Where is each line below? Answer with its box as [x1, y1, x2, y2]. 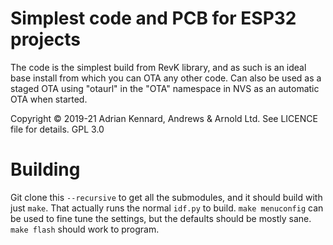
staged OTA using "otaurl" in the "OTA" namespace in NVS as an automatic [10, 82, 320, 94]
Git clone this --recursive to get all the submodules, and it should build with [10, 191, 323, 203]
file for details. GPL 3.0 [10, 123, 105, 135]
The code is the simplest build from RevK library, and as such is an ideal [10, 61, 307, 73]
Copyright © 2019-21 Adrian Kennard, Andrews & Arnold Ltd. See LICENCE [10, 112, 318, 124]
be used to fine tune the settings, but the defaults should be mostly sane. [10, 212, 312, 224]
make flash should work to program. [10, 223, 160, 235]
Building [10, 158, 81, 181]
